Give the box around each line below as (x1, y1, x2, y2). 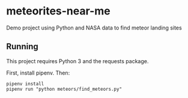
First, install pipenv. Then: (6, 69, 70, 76)
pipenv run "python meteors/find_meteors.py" (6, 86, 122, 92)
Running (6, 41, 39, 52)
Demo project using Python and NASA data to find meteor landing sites (6, 24, 182, 31)
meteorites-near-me (6, 4, 111, 18)
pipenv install (6, 81, 44, 87)
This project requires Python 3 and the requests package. (6, 57, 149, 64)
